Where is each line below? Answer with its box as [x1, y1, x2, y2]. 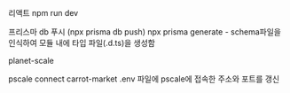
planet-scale [8, 56, 54, 66]
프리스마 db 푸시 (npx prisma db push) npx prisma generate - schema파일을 [8, 27, 281, 37]
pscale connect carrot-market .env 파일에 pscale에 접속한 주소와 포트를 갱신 [8, 74, 280, 84]
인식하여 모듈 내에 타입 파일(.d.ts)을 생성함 [8, 38, 156, 48]
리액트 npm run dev [8, 8, 79, 18]
